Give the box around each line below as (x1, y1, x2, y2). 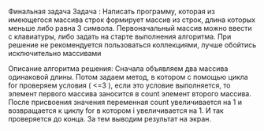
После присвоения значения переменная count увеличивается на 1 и (8, 98, 243, 107)
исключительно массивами (8, 49, 102, 58)
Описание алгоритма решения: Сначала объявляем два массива (8, 64, 229, 73)
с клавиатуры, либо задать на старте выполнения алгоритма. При (8, 32, 232, 41)
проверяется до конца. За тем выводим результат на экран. (8, 114, 211, 123)
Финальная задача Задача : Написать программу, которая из (8, 7, 215, 16)
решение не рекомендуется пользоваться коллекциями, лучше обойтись (8, 40, 257, 50)
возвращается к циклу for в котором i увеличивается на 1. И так (8, 106, 225, 115)
